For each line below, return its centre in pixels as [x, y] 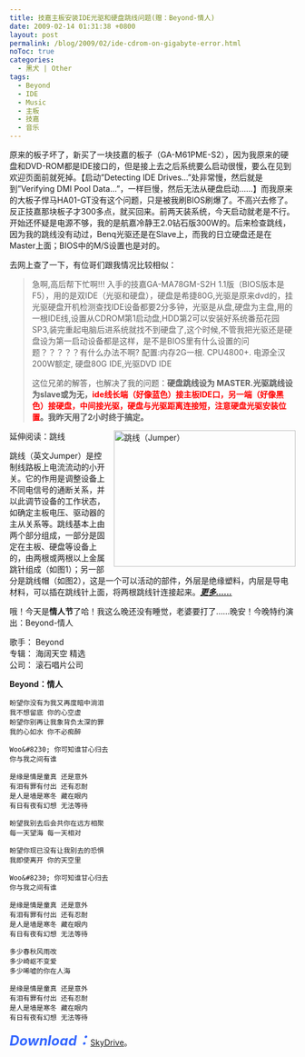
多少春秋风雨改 [33, 952]
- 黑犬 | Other [45, 69]
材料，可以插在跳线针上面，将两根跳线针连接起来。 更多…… [121, 592]
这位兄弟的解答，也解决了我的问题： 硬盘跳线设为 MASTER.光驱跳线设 [162, 383]
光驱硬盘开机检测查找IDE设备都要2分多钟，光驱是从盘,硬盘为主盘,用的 [162, 307]
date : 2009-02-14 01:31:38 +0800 [73, 26]
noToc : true [32, 52]
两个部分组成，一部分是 [53, 535]
